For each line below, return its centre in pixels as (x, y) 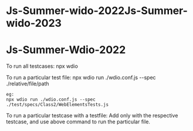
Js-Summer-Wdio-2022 (66, 50)
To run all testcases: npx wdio (42, 66)
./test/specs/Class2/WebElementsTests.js (57, 105)
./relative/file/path (28, 84)
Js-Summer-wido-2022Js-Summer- (97, 11)
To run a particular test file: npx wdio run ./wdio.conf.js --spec (81, 78)
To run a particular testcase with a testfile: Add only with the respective (92, 116)
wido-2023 (34, 23)
